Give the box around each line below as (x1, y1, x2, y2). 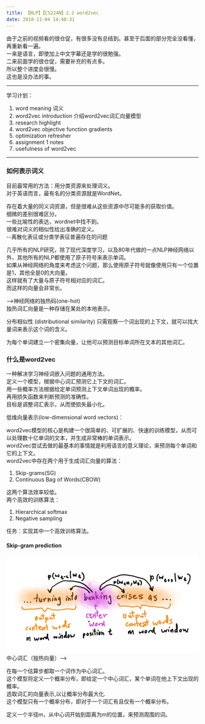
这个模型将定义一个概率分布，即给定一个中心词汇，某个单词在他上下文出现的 (6, 675, 199, 682)
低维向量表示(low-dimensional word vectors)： (6, 414, 124, 421)
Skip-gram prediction (6, 541, 62, 549)
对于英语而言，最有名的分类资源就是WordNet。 (6, 189, 125, 197)
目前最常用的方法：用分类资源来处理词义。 (6, 182, 113, 189)
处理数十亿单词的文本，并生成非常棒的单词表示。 (11, 434, 135, 442)
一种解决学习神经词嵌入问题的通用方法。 (6, 370, 108, 378)
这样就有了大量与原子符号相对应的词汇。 (6, 277, 108, 284)
